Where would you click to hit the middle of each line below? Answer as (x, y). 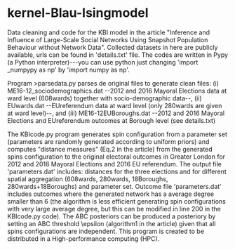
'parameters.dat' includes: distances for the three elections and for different (117, 171)
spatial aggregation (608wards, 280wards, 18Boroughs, (88, 179)
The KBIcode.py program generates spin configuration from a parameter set (117, 134)
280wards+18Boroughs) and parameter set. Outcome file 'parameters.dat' (115, 186)
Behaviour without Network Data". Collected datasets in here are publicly (113, 47)
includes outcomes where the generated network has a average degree (111, 194)
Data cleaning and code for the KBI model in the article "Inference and (109, 32)
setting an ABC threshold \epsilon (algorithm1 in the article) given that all (112, 223)
